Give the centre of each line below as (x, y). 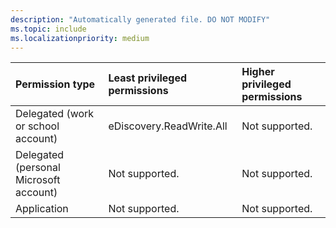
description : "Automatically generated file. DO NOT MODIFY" (140, 19)
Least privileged (148, 78)
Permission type (55, 84)
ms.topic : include (48, 29)
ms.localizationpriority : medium (80, 38)
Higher (258, 72)
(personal (38, 168)
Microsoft (38, 180)
